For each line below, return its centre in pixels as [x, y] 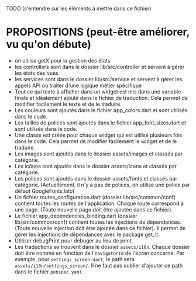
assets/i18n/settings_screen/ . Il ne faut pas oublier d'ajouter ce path [99, 265]
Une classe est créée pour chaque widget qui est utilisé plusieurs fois [98, 135]
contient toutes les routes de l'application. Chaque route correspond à [99, 203]
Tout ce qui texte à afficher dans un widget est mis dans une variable [98, 91]
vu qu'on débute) [49, 45]
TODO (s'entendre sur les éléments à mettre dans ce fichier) [79, 8]
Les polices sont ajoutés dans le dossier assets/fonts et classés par [96, 178]
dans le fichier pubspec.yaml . [49, 272]
